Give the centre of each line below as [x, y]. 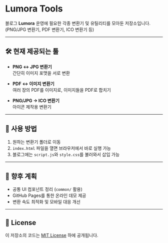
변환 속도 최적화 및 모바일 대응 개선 [46, 202]
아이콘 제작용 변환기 [32, 107]
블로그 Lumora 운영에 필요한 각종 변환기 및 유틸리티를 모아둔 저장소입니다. [78, 23]
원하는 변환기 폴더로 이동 [36, 142]
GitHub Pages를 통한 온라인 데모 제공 [49, 195]
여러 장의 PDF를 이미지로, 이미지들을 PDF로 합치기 [61, 90]
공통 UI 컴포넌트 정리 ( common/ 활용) [47, 189]
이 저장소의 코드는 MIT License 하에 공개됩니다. [52, 235]
